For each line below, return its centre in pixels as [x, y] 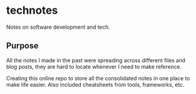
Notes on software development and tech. [58, 27]
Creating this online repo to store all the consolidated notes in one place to [98, 78]
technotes [32, 10]
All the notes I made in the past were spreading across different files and [96, 60]
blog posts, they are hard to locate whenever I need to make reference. [94, 66]
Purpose [22, 46]
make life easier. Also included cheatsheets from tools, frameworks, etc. [95, 84]
